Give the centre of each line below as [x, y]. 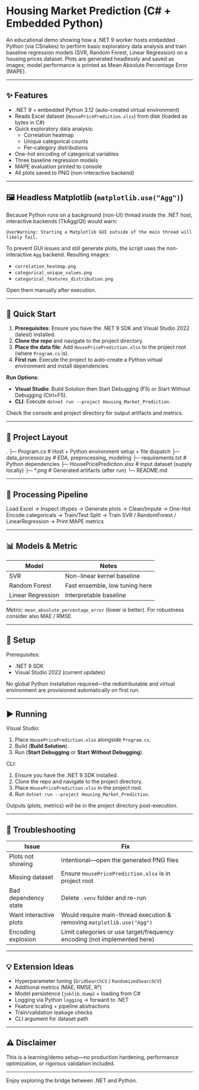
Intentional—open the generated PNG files [120, 860]
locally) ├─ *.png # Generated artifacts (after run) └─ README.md [87, 470]
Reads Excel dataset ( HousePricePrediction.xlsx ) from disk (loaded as [101, 116]
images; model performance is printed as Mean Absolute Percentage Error [97, 65]
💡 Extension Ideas [40, 967]
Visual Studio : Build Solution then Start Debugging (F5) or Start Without [102, 389]
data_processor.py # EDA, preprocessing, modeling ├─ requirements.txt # [96, 458]
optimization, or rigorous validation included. [61, 1063]
